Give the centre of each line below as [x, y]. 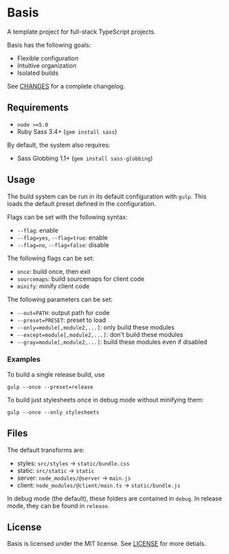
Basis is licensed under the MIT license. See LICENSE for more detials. [107, 544]
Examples [24, 360]
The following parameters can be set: [60, 299]
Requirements [38, 108]
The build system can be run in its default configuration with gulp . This [107, 196]
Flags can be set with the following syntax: [68, 217]
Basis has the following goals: [49, 45]
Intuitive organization [47, 65]
